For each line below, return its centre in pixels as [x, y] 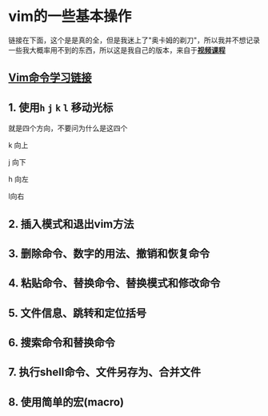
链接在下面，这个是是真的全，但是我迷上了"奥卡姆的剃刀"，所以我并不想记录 [134, 40]
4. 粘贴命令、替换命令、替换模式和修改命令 [114, 284]
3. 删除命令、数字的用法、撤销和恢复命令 [109, 253]
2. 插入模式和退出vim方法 [71, 224]
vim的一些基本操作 [70, 16]
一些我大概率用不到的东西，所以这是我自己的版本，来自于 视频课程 [117, 50]
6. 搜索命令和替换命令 [62, 343]
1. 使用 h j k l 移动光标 [61, 108]
